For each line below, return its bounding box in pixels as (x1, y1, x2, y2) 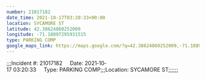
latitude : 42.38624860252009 (6, 26, 81, 32)
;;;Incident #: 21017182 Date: (6, 59, 84, 67)
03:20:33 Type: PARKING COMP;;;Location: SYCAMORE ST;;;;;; (13, 66, 179, 73)
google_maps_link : (6, 43, 53, 49)
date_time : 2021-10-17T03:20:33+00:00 (6, 15, 105, 21)
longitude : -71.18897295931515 (6, 32, 86, 38)
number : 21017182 (6, 9, 51, 15)
